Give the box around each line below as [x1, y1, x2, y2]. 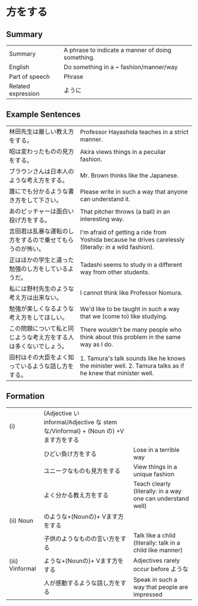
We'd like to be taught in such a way [80, 304, 180, 313]
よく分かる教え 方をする [43, 491, 109, 499]
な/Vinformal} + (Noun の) [43, 427, 115, 435]
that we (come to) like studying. [80, 312, 168, 320]
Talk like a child [133, 531, 176, 539]
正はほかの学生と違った [9, 255, 75, 264]
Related [9, 82, 31, 90]
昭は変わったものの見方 [9, 147, 75, 155]
